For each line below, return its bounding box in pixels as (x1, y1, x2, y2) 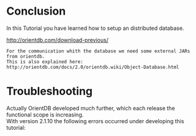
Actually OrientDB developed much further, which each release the (6, 104, 176, 112)
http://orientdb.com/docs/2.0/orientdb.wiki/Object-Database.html (6, 64, 179, 70)
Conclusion (6, 4, 66, 18)
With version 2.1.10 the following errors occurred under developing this (6, 117, 184, 124)
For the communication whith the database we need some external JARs (6, 48, 190, 54)
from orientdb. (6, 53, 45, 59)
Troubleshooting (6, 84, 93, 98)
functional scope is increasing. (6, 111, 84, 118)
